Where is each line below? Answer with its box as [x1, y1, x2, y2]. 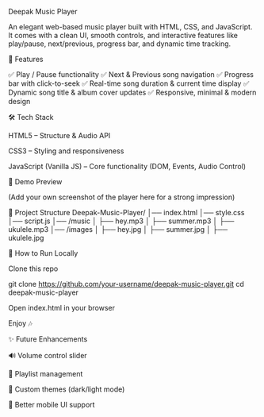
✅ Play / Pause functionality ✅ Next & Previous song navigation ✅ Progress [8, 70, 254, 79]
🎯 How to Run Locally [8, 249, 78, 257]
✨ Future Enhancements [8, 334, 88, 344]
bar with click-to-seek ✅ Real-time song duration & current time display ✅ [8, 79, 250, 88]
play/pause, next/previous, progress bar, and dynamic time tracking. [8, 39, 231, 48]
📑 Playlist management [8, 369, 83, 378]
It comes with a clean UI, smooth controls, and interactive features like [8, 31, 238, 40]
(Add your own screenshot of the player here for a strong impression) [8, 192, 235, 202]
